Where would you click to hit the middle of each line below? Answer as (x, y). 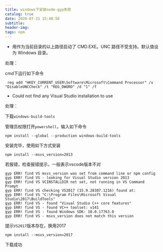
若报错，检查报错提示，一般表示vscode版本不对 (53, 164)
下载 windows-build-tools (30, 116)
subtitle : (15, 23)
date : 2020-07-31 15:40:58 (32, 18)
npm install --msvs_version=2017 (39, 235)
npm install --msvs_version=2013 (39, 155)
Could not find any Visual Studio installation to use (63, 96)
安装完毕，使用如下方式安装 (33, 145)
